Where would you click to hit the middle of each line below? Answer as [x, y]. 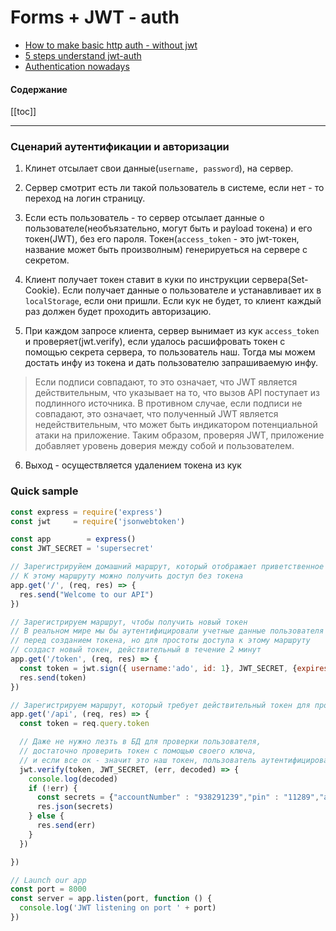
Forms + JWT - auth [95, 17]
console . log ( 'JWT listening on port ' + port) [118, 908]
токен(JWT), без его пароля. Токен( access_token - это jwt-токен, [162, 239]
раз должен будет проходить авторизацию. [118, 312]
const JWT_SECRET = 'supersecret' [82, 549]
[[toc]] [23, 112]
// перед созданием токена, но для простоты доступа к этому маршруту [160, 641]
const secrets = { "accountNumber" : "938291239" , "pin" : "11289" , [178, 797]
